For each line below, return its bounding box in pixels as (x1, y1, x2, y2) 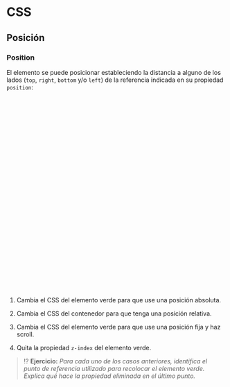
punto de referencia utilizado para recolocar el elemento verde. (23, 364, 205, 372)
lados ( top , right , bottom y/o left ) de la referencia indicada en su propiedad (6, 76, 224, 84)
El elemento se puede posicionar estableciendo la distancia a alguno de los (6, 68, 221, 76)
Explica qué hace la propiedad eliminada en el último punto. (23, 372, 195, 380)
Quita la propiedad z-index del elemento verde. (16, 343, 152, 352)
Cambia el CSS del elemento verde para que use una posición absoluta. (16, 295, 222, 304)
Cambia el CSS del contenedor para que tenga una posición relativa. (16, 309, 212, 318)
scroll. (16, 330, 35, 338)
